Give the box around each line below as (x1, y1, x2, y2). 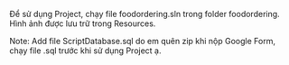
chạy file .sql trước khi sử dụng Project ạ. (9, 45, 162, 56)
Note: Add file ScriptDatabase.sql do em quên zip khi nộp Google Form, (9, 36, 275, 46)
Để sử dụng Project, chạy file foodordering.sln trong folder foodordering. (9, 9, 280, 19)
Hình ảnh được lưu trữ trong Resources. (9, 18, 156, 29)
